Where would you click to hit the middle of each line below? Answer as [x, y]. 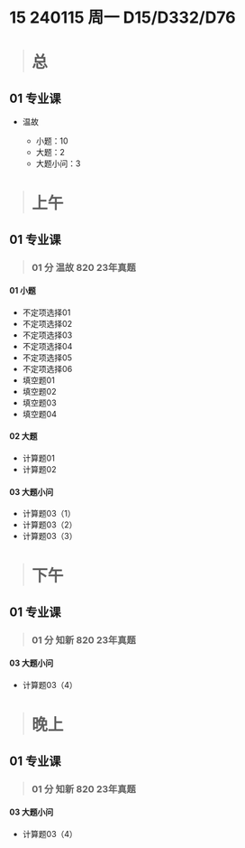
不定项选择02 [47, 323]
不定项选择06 [47, 368]
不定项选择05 [47, 358]
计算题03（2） [50, 525]
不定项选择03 [47, 335]
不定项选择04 [47, 346]
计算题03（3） [50, 536]
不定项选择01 [46, 312]
